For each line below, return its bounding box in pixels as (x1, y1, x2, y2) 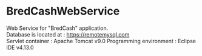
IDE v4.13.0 (6, 44, 35, 51)
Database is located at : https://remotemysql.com (6, 30, 130, 38)
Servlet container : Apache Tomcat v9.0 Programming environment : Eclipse (6, 37, 196, 44)
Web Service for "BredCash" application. (6, 24, 109, 32)
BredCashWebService (6, 4, 120, 18)
